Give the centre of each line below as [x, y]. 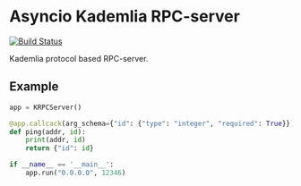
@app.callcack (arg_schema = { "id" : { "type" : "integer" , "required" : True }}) [152, 123]
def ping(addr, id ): [48, 131]
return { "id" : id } [60, 148]
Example [34, 87]
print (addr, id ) [56, 140]
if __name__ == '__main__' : [62, 165]
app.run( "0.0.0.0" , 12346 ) [76, 173]
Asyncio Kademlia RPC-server [125, 17]
